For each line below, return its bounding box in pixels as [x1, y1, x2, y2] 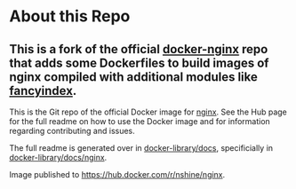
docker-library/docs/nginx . [9, 153, 108, 162]
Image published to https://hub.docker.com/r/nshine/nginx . [9, 169, 226, 179]
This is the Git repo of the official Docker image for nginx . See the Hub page [9, 106, 287, 117]
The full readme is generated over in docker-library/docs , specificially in [9, 143, 274, 153]
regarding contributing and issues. [9, 126, 135, 136]
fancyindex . [9, 83, 77, 98]
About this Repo [9, 6, 131, 27]
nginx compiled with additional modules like [9, 69, 258, 84]
